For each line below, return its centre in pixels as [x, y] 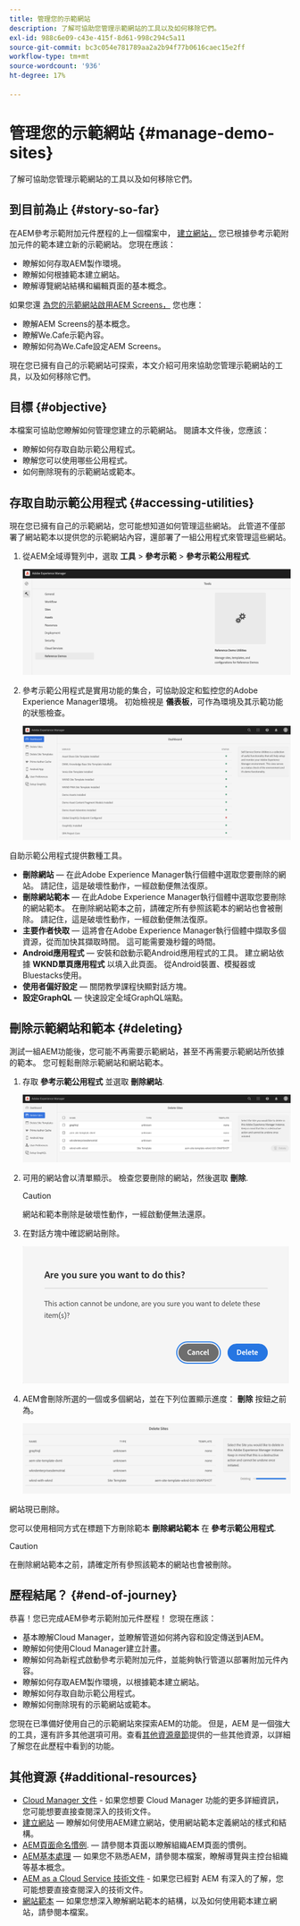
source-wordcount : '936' [55, 66]
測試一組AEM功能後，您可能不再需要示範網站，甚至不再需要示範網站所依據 [147, 1051]
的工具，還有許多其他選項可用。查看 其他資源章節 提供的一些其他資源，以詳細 [150, 1735]
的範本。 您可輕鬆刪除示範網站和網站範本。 [88, 1063]
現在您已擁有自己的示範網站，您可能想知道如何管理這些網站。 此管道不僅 [143, 526]
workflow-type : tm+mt [50, 57]
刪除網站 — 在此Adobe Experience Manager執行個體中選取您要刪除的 [150, 874]
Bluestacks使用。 [54, 975]
